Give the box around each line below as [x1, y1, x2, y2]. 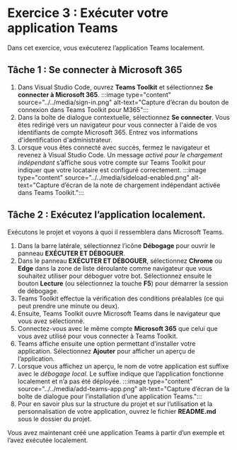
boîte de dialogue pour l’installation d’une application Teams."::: [17, 392, 203, 400]
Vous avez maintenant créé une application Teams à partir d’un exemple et [7, 428, 225, 437]
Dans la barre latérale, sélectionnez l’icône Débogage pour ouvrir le [17, 241, 216, 249]
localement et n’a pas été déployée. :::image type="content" [17, 377, 193, 386]
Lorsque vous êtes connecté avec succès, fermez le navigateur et [17, 143, 210, 152]
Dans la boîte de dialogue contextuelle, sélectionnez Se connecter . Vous [17, 113, 230, 121]
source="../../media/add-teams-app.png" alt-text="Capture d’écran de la [17, 384, 230, 393]
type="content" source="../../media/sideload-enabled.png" [17, 173, 190, 181]
